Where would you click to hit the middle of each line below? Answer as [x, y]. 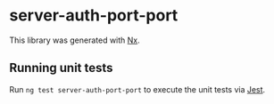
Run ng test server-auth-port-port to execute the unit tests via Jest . [137, 89]
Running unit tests [61, 68]
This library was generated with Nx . [75, 40]
